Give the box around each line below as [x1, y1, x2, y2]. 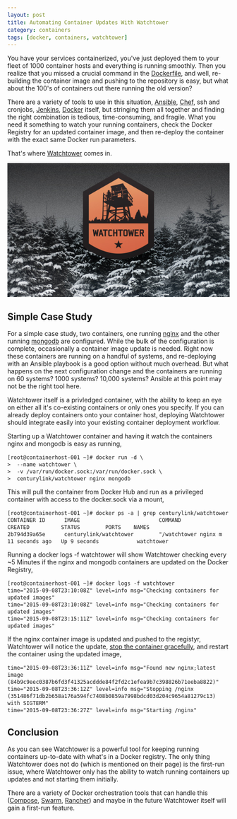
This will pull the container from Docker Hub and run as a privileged [7, 488, 204, 496]
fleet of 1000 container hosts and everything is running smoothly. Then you [7, 62, 226, 70]
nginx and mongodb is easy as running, [7, 439, 122, 448]
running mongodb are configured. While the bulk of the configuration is [7, 337, 214, 346]
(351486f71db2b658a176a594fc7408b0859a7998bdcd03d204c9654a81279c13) [7, 693, 217, 700]
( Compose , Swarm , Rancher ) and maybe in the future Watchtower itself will [7, 796, 226, 805]
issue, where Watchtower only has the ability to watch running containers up [7, 767, 230, 776]
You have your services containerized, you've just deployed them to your [7, 54, 220, 63]
